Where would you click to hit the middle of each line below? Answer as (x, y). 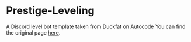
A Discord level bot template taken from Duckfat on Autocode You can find (96, 26)
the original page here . (33, 32)
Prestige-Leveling (50, 11)
